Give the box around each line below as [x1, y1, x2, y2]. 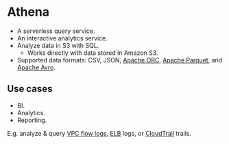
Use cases [7, 83, 53, 95]
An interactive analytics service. [16, 34, 108, 42]
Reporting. [16, 116, 47, 124]
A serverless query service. [16, 27, 95, 35]
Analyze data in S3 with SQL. [16, 41, 99, 49]
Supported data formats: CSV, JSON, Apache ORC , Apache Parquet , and [16, 56, 223, 64]
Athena [7, 4, 50, 20]
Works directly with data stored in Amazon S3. [27, 49, 158, 57]
